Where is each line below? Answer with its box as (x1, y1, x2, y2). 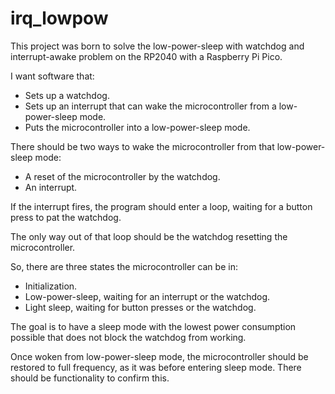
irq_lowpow (10, 7, 109, 30)
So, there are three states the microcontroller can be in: (10, 260, 238, 272)
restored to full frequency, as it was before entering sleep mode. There (10, 361, 302, 373)
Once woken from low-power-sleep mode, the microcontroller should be (10, 350, 309, 362)
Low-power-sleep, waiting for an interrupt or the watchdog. (24, 290, 271, 302)
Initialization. (24, 280, 78, 292)
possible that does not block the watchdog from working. (10, 331, 247, 343)
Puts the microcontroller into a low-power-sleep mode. (24, 121, 251, 133)
